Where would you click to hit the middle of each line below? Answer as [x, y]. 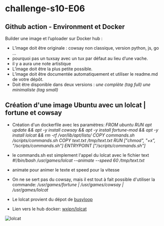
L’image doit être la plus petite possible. [52, 69]
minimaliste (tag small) [35, 90]
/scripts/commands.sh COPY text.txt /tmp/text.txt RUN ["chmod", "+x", [84, 140]
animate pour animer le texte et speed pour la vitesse [66, 169]
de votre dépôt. [28, 79]
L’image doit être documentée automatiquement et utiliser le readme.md [85, 74]
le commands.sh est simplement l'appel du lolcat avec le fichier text [81, 155]
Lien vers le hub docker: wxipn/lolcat [49, 209]
